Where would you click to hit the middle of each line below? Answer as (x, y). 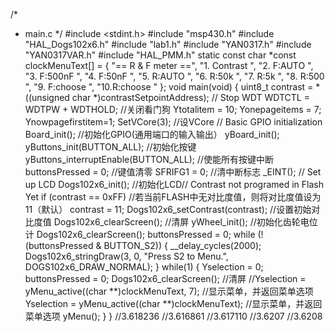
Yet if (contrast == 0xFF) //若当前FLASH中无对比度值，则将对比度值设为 (173, 197)
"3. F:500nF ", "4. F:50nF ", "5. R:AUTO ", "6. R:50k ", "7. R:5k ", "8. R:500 (174, 76)
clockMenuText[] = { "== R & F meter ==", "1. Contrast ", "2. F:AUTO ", (169, 65)
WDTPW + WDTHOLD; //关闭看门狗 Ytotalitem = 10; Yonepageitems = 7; (173, 109)
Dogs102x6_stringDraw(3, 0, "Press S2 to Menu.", (126, 256)
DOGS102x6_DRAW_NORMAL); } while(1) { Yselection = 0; (144, 267)
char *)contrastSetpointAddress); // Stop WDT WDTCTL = (190, 97)
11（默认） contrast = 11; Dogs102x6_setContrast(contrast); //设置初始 (168, 209)
